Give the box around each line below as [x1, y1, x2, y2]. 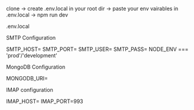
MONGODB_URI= [6, 75, 48, 82]
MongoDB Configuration [6, 63, 66, 70]
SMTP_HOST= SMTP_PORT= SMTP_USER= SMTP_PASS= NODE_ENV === [6, 46, 189, 53]
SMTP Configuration [6, 34, 56, 41]
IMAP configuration [6, 86, 53, 93]
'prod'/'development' [6, 52, 58, 59]
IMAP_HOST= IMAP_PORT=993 [6, 98, 84, 105]
